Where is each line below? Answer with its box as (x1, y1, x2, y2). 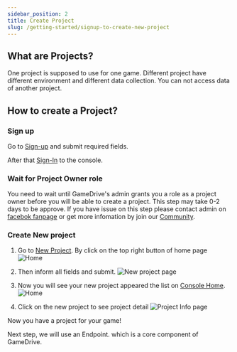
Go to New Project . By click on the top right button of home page (17, 246, 208, 255)
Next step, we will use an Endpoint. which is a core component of (7, 330, 199, 338)
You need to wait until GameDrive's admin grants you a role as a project (7, 190, 216, 198)
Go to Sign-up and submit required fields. (7, 142, 129, 150)
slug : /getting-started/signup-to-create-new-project (7, 23, 170, 31)
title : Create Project (7, 17, 75, 24)
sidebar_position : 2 (7, 10, 69, 18)
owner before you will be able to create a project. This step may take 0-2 (7, 197, 220, 206)
